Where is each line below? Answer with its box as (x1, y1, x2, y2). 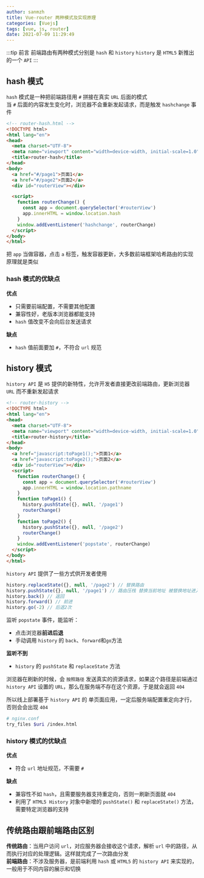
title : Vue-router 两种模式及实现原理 (6, 15, 96, 21)
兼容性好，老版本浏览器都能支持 (15, 310, 95, 318)
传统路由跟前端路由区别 (6, 825, 94, 835)
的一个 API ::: (6, 56, 38, 64)
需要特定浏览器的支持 (15, 806, 69, 813)
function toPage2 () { (17, 519, 72, 525)
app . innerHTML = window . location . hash (22, 211, 121, 217)
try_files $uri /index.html (6, 721, 78, 727)
